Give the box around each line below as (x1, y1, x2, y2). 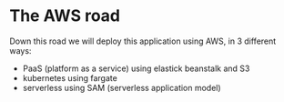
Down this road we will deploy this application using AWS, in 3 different (9, 36, 277, 46)
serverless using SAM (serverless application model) (22, 82, 221, 93)
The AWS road (9, 5, 121, 26)
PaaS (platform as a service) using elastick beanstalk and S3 (22, 63, 250, 74)
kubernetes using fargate (22, 72, 118, 83)
